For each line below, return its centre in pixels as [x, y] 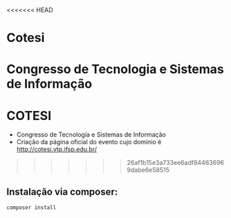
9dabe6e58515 [148, 170]
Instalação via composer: [62, 191]
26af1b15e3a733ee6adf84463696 [176, 163]
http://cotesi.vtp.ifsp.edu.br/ [57, 149]
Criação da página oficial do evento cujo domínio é [89, 142]
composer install [31, 208]
